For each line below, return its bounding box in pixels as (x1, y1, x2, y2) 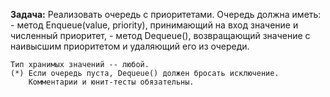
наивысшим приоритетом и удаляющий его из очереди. (10, 40, 250, 52)
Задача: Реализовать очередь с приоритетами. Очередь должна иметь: (10, 9, 322, 20)
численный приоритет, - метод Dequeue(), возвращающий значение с (10, 30, 311, 41)
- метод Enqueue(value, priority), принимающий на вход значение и (10, 19, 299, 31)
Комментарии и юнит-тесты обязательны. (28, 77, 195, 87)
